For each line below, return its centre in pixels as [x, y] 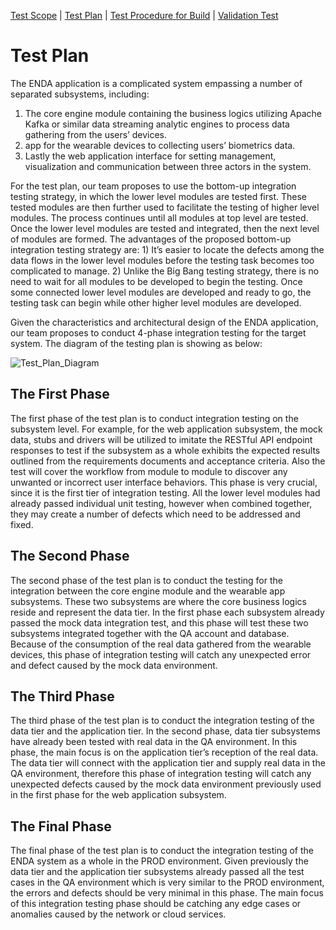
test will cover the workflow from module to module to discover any [149, 471]
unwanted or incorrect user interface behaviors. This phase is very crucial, [164, 482]
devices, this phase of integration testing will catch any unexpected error [161, 654]
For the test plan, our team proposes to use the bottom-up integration [153, 186]
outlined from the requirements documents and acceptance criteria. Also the [168, 461]
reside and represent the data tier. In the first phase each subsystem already [167, 612]
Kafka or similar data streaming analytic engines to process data [157, 124]
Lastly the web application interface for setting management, [150, 156]
